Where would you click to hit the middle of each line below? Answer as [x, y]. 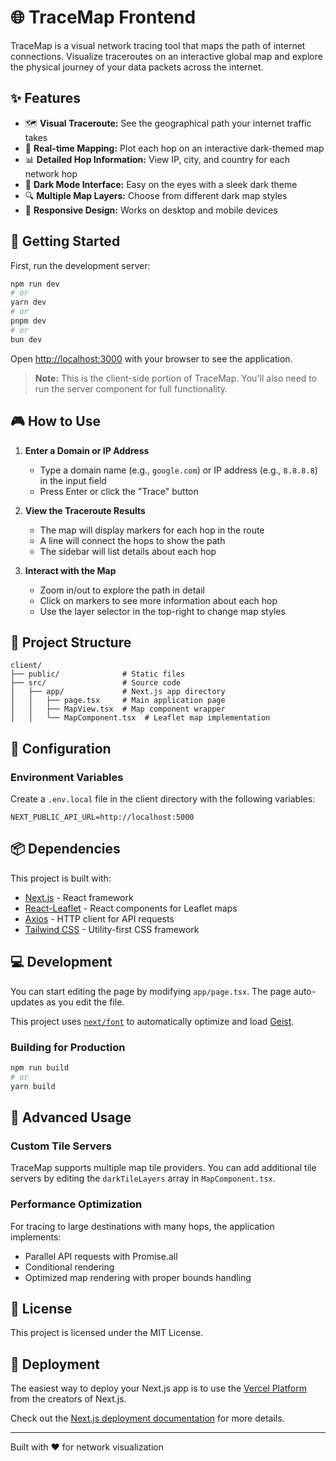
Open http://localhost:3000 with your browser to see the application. [151, 358]
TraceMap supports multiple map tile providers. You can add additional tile [163, 1168]
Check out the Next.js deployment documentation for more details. [147, 1418]
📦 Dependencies [65, 849]
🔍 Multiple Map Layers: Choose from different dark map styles [156, 195]
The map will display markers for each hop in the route [152, 530]
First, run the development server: [80, 265]
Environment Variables [67, 777]
